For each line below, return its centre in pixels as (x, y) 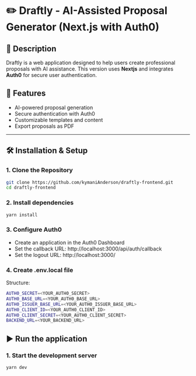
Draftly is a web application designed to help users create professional (91, 62)
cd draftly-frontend (31, 188)
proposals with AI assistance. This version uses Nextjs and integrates (90, 69)
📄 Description (31, 49)
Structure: (18, 283)
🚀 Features (26, 93)
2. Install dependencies (40, 203)
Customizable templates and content (59, 120)
